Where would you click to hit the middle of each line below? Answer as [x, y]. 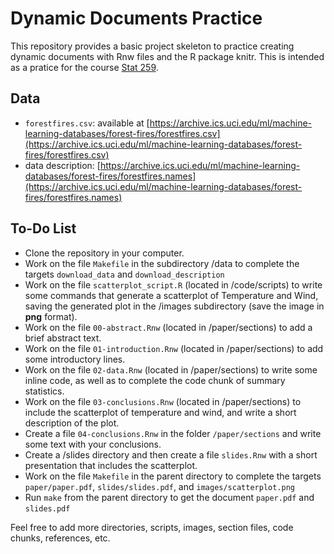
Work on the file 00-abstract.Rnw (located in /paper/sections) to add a [168, 327]
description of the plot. [72, 423]
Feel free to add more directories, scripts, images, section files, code [152, 527]
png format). [51, 316]
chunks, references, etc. [60, 538]
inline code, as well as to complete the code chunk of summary [155, 380]
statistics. [44, 391]
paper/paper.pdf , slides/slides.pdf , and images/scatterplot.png [159, 486]
